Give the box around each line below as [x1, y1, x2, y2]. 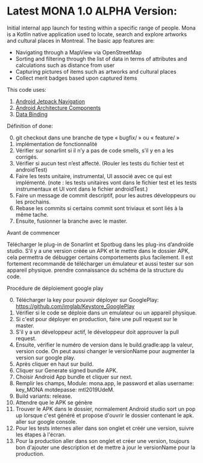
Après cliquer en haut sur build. [15, 360, 94, 368]
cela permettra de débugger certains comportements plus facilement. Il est [7, 254, 193, 261]
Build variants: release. [15, 392, 73, 400]
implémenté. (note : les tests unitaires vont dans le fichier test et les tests [15, 179, 197, 186]
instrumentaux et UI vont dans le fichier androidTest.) [15, 185, 148, 193]
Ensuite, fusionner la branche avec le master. [15, 217, 128, 225]
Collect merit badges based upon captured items [15, 74, 137, 81]
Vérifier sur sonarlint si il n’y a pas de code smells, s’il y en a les [15, 147, 174, 154]
